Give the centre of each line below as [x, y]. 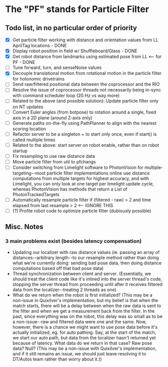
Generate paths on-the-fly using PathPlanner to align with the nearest [85, 123]
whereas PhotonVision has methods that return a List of [70, 189]
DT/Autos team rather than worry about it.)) [57, 359]
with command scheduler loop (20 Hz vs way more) [66, 96]
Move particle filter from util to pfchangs [54, 161]
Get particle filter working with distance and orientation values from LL [86, 40]
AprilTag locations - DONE [40, 46]
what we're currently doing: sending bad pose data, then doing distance [87, 263]
